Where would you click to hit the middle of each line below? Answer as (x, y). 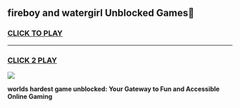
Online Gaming (30, 96)
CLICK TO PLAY (35, 33)
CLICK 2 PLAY (32, 60)
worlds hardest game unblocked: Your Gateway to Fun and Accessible (114, 89)
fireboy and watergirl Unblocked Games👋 (101, 13)
